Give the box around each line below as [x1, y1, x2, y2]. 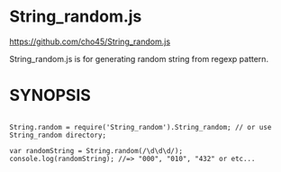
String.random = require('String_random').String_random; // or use [9, 122, 272, 131]
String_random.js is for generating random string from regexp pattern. [9, 53, 268, 64]
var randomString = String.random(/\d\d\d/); [9, 146, 183, 155]
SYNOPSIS [9, 86, 92, 105]
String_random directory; [9, 131, 106, 140]
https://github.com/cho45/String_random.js [9, 36, 171, 47]
